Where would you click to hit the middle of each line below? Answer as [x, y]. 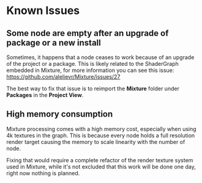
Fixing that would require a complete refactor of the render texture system [100, 160]
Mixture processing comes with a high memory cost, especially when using [102, 129]
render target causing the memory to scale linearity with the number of [96, 142]
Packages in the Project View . [45, 95]
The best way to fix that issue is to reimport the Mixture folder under [93, 88]
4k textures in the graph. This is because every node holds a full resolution [101, 135]
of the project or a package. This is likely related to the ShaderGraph [92, 64]
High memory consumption [60, 114]
